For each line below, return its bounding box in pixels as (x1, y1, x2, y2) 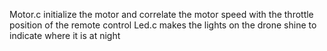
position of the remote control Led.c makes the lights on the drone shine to (9, 19, 317, 31)
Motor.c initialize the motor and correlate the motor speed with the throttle (9, 9, 314, 20)
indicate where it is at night (9, 30, 121, 41)
